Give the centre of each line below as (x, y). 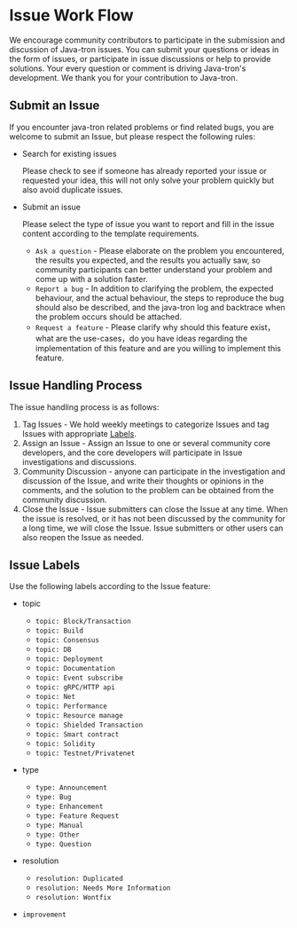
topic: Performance (71, 706)
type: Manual (59, 826)
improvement (44, 915)
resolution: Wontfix (73, 898)
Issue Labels (45, 565)
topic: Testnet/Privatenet (85, 754)
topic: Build (59, 631)
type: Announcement (71, 788)
